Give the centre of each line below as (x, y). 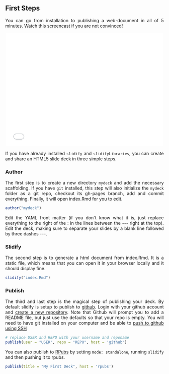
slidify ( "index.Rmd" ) (28, 278)
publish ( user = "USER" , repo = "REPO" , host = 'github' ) (66, 342)
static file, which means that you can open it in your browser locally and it (84, 263)
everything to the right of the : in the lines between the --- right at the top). (84, 223)
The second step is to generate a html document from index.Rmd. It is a (84, 258)
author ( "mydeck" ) (23, 208)
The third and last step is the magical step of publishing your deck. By (84, 301)
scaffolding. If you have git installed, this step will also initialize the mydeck (84, 188)
